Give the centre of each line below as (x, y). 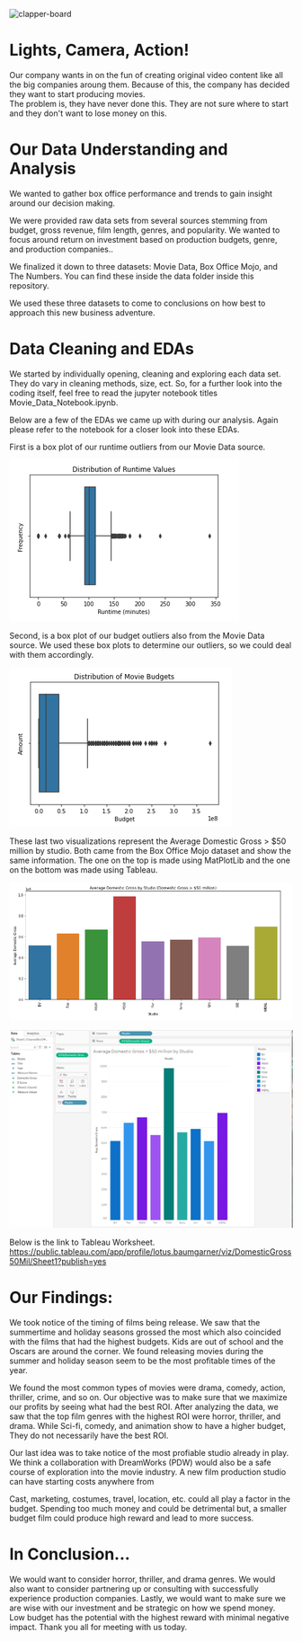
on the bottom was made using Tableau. (84, 869)
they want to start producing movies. (77, 93)
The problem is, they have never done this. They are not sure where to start (149, 103)
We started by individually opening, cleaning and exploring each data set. (145, 374)
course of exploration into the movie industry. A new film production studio (148, 1472)
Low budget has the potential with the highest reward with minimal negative (149, 1617)
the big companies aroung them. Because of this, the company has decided (150, 84)
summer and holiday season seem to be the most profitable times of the (142, 1361)
